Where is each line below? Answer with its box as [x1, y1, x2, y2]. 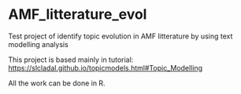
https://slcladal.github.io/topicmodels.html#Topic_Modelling [8, 63, 203, 72]
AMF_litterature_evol [8, 5, 147, 23]
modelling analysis [8, 39, 69, 49]
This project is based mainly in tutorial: [8, 55, 134, 64]
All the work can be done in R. [8, 78, 106, 88]
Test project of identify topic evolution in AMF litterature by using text [8, 31, 233, 41]
